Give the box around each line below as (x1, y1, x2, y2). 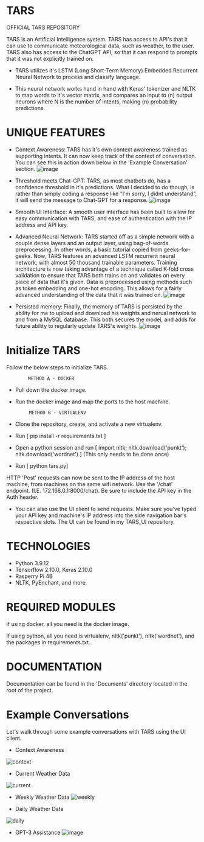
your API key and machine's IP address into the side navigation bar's (15, 512, 187, 519)
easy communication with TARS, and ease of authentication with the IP (15, 214, 192, 222)
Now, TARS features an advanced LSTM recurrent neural (33, 252, 175, 259)
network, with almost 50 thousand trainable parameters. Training (15, 259, 177, 266)
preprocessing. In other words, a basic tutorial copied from (15, 246, 163, 253)
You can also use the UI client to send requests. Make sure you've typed (15, 505, 197, 512)
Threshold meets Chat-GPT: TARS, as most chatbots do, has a (15, 177, 171, 184)
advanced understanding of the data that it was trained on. (15, 291, 163, 298)
